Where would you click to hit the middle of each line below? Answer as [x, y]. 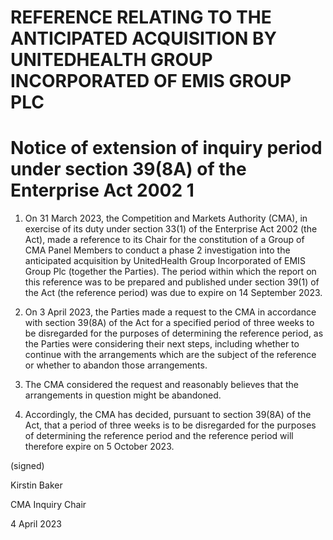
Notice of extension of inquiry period [166, 148]
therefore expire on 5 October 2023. [99, 447]
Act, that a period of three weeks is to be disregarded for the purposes [170, 425]
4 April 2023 [36, 524]
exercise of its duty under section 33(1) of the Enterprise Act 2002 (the [171, 229]
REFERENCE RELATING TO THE [141, 17]
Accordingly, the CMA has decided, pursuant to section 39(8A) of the [168, 415]
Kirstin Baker [36, 485]
